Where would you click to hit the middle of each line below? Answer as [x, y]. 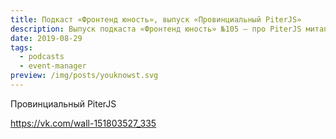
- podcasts [42, 57]
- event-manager [53, 66]
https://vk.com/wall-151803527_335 [83, 123]
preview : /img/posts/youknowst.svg [84, 76]
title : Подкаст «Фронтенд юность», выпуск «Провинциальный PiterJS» [156, 19]
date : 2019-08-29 [46, 38]
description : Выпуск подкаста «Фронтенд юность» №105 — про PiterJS [156, 29]
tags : [21, 47]
